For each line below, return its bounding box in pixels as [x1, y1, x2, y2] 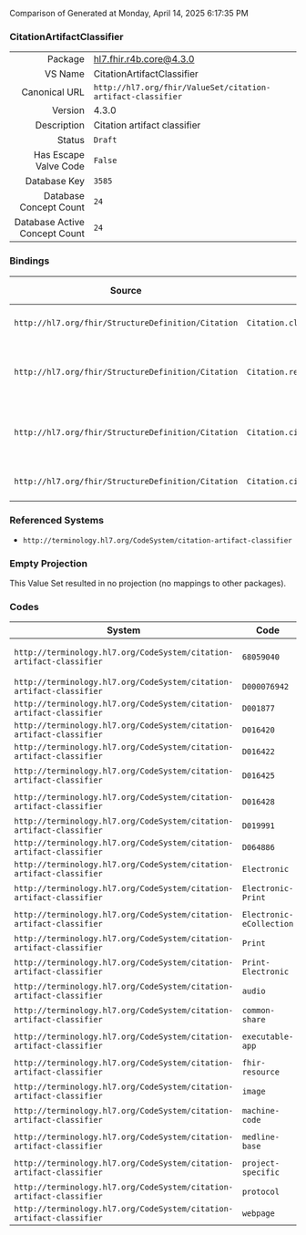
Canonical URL [21, 86, 85, 99]
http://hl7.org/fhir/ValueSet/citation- [93, 82, 271, 93]
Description [35, 119, 85, 131]
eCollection [241, 918, 294, 929]
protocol [241, 1187, 280, 1198]
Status [56, 134, 85, 147]
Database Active [14, 216, 85, 229]
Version [51, 104, 85, 117]
